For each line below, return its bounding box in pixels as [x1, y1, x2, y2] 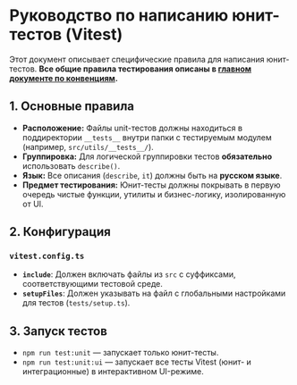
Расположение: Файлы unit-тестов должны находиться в [21, 122, 243, 133]
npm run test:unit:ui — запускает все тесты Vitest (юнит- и [21, 356, 252, 367]
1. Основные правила [9, 99, 135, 114]
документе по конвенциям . [9, 72, 118, 83]
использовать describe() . [21, 160, 121, 171]
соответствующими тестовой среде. [21, 279, 163, 289]
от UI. [21, 198, 44, 209]
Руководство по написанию [9, 5, 229, 26]
